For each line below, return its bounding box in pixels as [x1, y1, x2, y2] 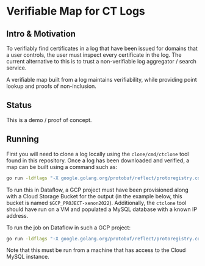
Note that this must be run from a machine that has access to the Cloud [6, 246, 186, 254]
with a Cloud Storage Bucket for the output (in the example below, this [6, 192, 182, 199]
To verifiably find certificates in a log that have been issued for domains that [6, 45, 198, 52]
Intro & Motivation [6, 29, 76, 39]
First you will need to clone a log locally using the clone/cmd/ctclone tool [6, 150, 189, 157]
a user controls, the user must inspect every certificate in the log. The [6, 51, 182, 59]
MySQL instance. [6, 253, 50, 261]
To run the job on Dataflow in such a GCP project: [6, 224, 131, 231]
